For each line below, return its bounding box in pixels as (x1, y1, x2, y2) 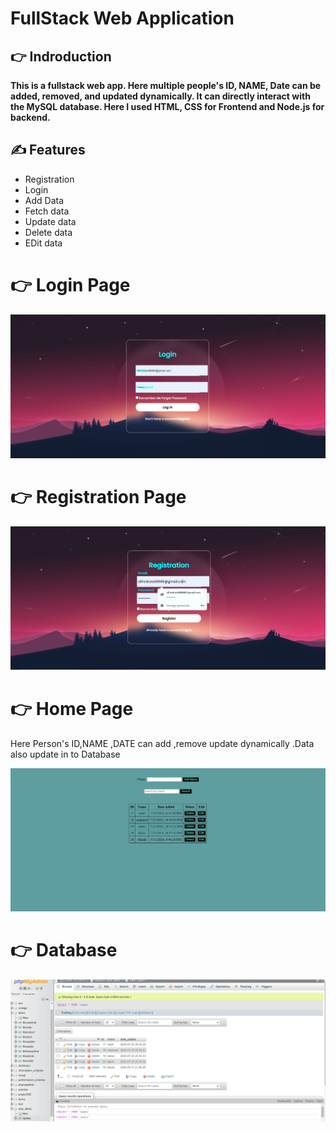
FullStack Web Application (10, 7, 235, 30)
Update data (24, 215, 77, 227)
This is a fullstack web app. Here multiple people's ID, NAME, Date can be (10, 80, 322, 91)
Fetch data (24, 205, 70, 217)
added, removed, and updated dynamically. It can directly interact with (10, 90, 311, 102)
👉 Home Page (10, 698, 134, 721)
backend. (10, 112, 51, 123)
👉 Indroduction (10, 48, 112, 65)
